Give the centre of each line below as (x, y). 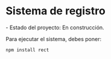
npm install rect (27, 50)
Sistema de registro (56, 11)
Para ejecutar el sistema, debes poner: (54, 39)
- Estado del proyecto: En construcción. (55, 27)
